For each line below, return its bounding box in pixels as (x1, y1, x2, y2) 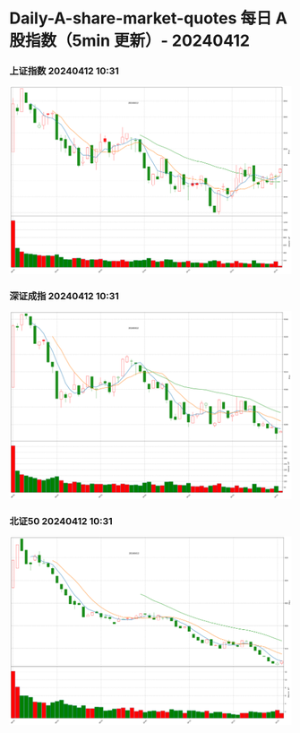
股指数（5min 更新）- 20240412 (9, 30, 251, 51)
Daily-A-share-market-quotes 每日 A (9, 8, 288, 29)
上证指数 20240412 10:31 (9, 65, 119, 77)
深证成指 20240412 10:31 (9, 289, 119, 302)
